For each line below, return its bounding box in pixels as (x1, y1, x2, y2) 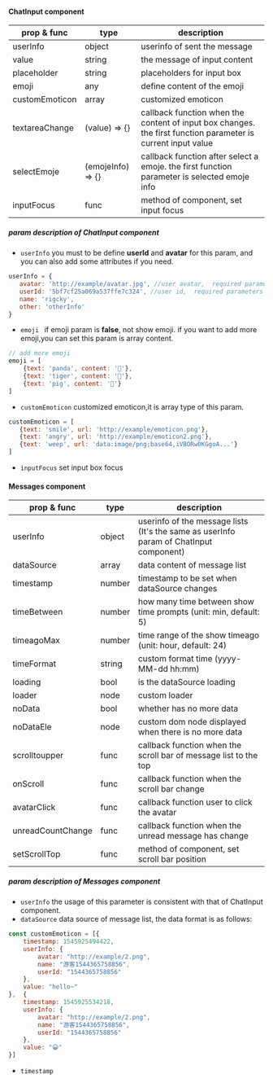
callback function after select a (141, 151, 259, 162)
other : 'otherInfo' (19, 302, 85, 311)
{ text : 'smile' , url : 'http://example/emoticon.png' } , (19, 425, 209, 433)
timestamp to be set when (137, 572, 237, 584)
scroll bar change (137, 783, 205, 795)
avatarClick (12, 802, 56, 813)
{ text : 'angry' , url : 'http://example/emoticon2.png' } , (19, 432, 213, 441)
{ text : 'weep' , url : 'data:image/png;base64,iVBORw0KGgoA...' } (19, 441, 238, 449)
